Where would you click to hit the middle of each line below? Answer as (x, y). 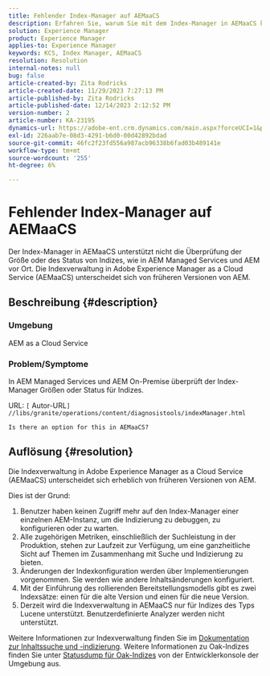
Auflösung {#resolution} (71, 452)
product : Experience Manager (57, 38)
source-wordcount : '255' (50, 158)
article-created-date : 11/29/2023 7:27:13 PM (86, 91)
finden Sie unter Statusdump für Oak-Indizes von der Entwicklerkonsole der (134, 655)
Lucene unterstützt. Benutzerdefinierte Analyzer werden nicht (122, 613)
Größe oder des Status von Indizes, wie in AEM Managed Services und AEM (134, 260)
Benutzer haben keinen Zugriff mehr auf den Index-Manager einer (129, 511)
